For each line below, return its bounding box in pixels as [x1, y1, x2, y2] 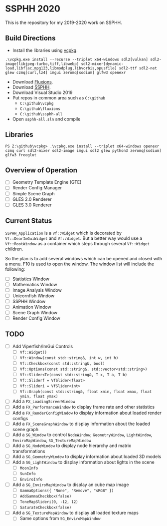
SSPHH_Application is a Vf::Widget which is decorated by [5, 230, 122, 236]
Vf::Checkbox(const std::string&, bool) [19, 361, 105, 366]
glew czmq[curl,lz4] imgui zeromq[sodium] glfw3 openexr [5, 70, 126, 75]
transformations [12, 448, 45, 454]
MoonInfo [19, 466, 38, 471]
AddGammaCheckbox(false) [19, 494, 72, 499]
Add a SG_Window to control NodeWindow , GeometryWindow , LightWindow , [12, 432, 153, 438]
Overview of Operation [5, 166, 78, 174]
